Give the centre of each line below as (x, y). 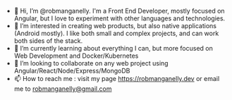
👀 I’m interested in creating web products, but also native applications (115, 26)
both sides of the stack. (48, 41)
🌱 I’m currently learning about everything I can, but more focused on (113, 48)
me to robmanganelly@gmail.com (63, 89)
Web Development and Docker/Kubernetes (76, 56)
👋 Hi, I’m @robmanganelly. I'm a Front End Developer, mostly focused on (119, 11)
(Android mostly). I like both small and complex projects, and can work (116, 33)
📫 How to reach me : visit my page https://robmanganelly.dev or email (117, 79)
